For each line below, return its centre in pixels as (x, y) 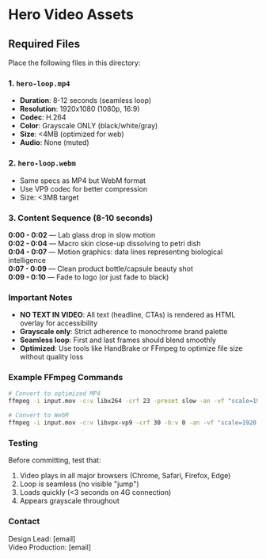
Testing (23, 443)
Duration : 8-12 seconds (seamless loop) (85, 101)
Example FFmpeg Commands (66, 378)
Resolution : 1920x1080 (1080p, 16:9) (80, 109)
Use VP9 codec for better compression (84, 188)
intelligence (27, 260)
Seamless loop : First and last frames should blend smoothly (118, 340)
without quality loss (51, 357)
